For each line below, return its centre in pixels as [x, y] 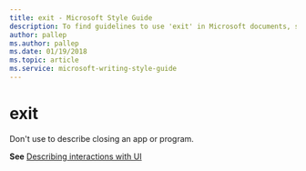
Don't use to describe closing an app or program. [102, 138]
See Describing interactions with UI [76, 156]
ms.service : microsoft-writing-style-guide [93, 69]
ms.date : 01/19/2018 [49, 52]
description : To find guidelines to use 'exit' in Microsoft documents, [150, 26]
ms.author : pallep [44, 43]
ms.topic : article [44, 60]
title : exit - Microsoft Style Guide [81, 18]
